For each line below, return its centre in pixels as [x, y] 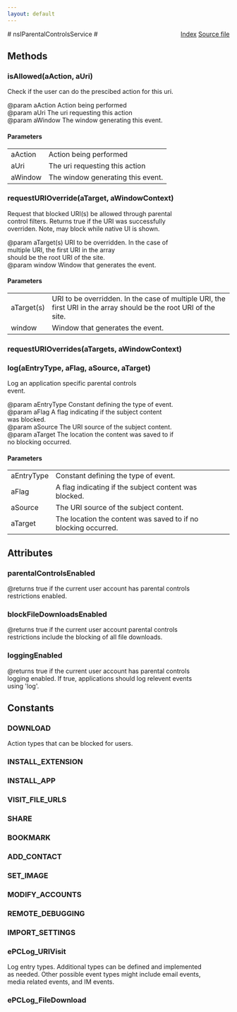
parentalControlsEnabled [51, 573]
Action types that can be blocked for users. [70, 744]
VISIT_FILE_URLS [37, 800]
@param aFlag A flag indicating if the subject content [85, 412]
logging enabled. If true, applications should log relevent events [100, 678]
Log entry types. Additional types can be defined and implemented [105, 966]
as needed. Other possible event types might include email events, [104, 974]
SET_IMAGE [28, 875]
